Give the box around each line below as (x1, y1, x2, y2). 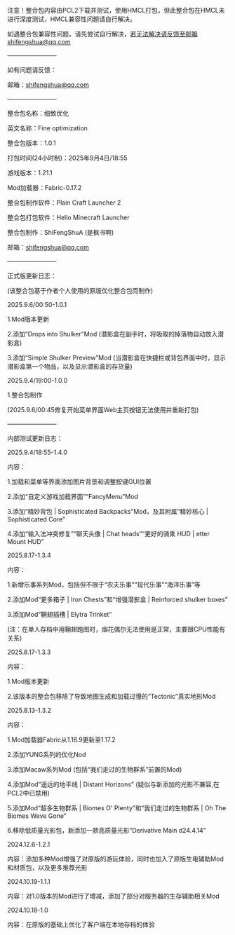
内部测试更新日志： (7, 434, 63, 442)
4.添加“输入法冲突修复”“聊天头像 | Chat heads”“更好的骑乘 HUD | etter (7, 530, 210, 538)
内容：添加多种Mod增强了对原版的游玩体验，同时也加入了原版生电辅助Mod (7, 854, 224, 863)
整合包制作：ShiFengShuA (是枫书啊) (7, 228, 114, 236)
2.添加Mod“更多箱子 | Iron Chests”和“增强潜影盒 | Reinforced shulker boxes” (7, 595, 228, 603)
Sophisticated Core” (7, 515, 65, 524)
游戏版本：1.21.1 (7, 169, 53, 177)
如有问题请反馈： (7, 66, 57, 74)
